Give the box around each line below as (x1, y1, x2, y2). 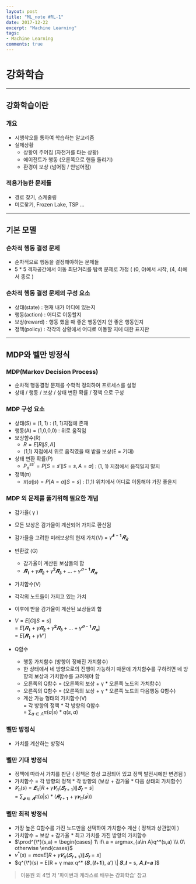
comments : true (6, 42, 43, 47)
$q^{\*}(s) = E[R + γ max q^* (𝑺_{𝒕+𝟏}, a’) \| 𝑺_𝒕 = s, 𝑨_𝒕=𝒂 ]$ (14, 859, 160, 866)
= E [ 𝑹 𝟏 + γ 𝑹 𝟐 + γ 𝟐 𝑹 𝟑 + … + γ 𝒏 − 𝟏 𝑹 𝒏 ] (14, 624, 100, 632)
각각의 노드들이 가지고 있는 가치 (14, 593, 86, 600)
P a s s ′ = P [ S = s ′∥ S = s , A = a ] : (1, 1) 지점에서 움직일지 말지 (23, 462, 160, 471)
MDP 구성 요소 (6, 405, 45, 413)
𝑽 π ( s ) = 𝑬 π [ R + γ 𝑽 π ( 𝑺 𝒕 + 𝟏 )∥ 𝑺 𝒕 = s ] (14, 785, 94, 793)
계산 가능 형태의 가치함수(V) (23, 694, 87, 701)
